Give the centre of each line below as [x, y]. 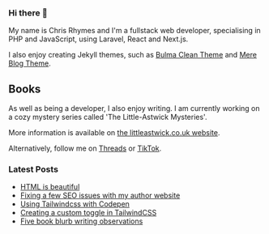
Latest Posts [34, 169]
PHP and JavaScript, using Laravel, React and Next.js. [98, 39]
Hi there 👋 [28, 13]
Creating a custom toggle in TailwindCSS [88, 213]
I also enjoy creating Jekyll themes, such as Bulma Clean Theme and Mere [133, 55]
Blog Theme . [30, 63]
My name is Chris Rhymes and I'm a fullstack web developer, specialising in [134, 31]
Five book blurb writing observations [81, 221]
